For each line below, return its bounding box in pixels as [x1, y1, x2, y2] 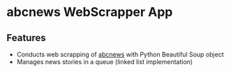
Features [6, 32, 46, 44]
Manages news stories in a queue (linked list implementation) [16, 58, 193, 66]
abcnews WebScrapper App [6, 4, 173, 20]
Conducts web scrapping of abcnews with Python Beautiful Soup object [16, 50, 224, 58]
